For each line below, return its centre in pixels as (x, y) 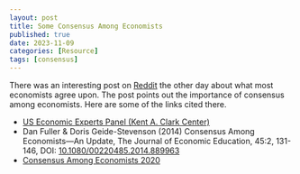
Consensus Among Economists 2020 (91, 160)
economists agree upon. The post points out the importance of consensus (147, 95)
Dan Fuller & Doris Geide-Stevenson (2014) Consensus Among (138, 131)
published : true (40, 34)
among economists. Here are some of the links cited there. (118, 104)
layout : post (34, 18)
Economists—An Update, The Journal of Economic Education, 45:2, (148, 141)
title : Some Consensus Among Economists (86, 26)
